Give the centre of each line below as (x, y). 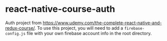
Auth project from (23, 23)
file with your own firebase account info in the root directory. (89, 33)
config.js (16, 34)
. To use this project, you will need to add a (79, 28)
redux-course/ (20, 28)
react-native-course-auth (60, 9)
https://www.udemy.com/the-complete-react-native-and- (102, 23)
